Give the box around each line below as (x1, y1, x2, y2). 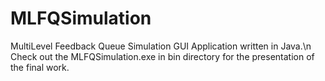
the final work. (10, 61, 70, 73)
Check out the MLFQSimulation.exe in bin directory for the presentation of (10, 50, 315, 62)
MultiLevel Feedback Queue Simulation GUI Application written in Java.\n (10, 40, 312, 52)
